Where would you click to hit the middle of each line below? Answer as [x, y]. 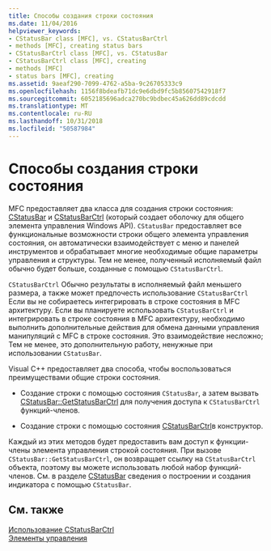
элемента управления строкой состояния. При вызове [127, 450]
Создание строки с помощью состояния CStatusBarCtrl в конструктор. [142, 426]
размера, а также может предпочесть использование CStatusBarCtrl [128, 293]
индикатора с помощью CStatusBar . [70, 484]
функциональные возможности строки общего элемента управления [129, 234]
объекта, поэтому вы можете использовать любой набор [108, 467]
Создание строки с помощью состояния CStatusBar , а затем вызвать [139, 392]
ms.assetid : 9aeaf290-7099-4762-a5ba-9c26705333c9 [95, 83]
